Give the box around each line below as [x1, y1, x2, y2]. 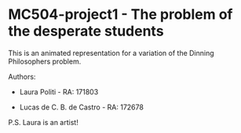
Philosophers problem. [8, 57, 82, 66]
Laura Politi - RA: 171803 [19, 87, 99, 96]
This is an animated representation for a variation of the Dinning [8, 48, 214, 57]
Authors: [8, 72, 36, 81]
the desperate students [8, 22, 164, 40]
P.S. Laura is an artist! [8, 117, 79, 127]
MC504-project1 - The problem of [8, 6, 233, 24]
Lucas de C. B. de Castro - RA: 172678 [19, 102, 144, 112]
